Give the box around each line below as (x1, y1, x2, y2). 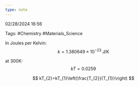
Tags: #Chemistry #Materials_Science (5, 30, 83, 36)
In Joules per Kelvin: (5, 40, 47, 46)
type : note (5, 7, 28, 12)
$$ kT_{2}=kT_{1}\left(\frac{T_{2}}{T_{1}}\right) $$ (32, 75, 135, 82)
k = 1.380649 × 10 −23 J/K (58, 47, 109, 54)
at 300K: (5, 58, 23, 64)
